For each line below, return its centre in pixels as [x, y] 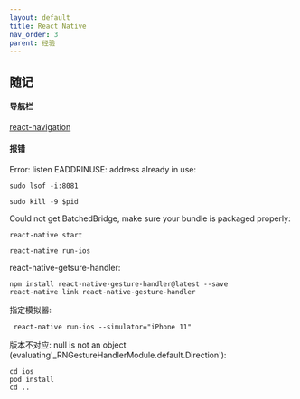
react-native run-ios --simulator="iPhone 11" [103, 327]
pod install [32, 380]
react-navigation [40, 126]
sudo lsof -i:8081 [44, 186]
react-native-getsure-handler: [65, 268]
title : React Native [48, 26]
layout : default [40, 18]
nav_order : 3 [34, 34]
